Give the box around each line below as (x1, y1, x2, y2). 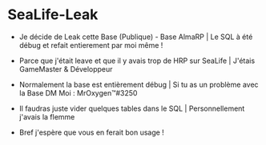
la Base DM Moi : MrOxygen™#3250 (18, 88, 138, 97)
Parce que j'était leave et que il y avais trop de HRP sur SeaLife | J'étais (18, 56, 256, 65)
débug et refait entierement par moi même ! (18, 40, 163, 49)
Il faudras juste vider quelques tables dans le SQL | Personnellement (18, 104, 245, 113)
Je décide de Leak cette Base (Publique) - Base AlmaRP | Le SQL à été (18, 32, 253, 41)
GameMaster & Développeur (18, 64, 113, 73)
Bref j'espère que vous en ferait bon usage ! (18, 127, 165, 137)
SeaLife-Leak (7, 6, 99, 24)
